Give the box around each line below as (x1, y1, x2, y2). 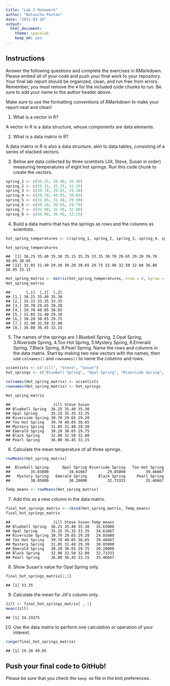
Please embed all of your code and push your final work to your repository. (6, 73, 161, 79)
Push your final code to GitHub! (6, 662, 106, 670)
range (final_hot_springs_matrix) (6, 639, 76, 644)
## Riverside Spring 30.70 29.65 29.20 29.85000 (6, 533, 115, 538)
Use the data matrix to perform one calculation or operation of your (13, 624, 153, 630)
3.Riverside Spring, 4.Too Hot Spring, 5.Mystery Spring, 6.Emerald (13, 339, 151, 346)
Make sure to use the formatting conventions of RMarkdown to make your (6, 99, 159, 105)
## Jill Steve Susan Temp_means (6, 520, 115, 525)
